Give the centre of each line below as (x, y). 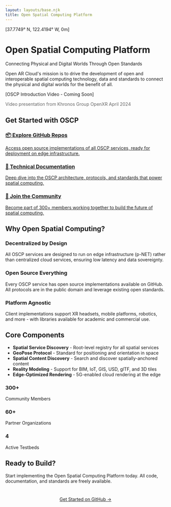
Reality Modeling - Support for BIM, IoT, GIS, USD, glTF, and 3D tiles (84, 369)
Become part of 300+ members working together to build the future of (79, 207)
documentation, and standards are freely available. (59, 481)
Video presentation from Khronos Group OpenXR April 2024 (68, 104)
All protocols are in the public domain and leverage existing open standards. (85, 289)
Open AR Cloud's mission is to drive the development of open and (74, 74)
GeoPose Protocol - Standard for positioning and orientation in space (85, 353)
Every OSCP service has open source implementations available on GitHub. (84, 284)
